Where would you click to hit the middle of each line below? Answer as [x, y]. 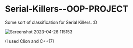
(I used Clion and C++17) [30, 41]
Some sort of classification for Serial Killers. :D [51, 22]
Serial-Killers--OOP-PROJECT [67, 9]
